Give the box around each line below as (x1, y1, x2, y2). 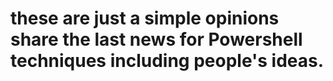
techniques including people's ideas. (10, 50, 325, 72)
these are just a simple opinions (10, 7, 280, 30)
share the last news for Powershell (10, 28, 303, 51)
